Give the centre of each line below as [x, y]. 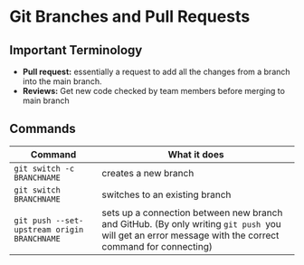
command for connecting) [157, 246]
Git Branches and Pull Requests [130, 17]
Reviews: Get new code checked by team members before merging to [153, 91]
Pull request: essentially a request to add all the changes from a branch [157, 71]
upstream [33, 229]
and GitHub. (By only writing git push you [192, 223]
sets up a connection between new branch [192, 213]
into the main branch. [62, 81]
